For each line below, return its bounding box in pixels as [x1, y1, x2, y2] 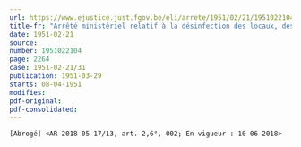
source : [9, 38, 39, 48]
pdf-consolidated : [9, 105, 78, 114]
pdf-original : [9, 96, 63, 106]
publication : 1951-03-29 [9, 72, 102, 81]
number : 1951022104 [9, 47, 82, 56]
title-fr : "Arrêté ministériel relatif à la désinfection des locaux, [9, 22, 279, 30]
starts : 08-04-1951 [9, 80, 82, 89]
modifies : [9, 88, 47, 97]
